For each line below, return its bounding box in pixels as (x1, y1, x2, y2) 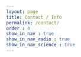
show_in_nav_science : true (6, 42, 76, 48)
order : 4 (6, 25, 31, 31)
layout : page (6, 8, 38, 15)
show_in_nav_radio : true (6, 36, 70, 42)
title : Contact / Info (6, 14, 62, 20)
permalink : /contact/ (6, 20, 60, 26)
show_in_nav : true (6, 31, 54, 37)
